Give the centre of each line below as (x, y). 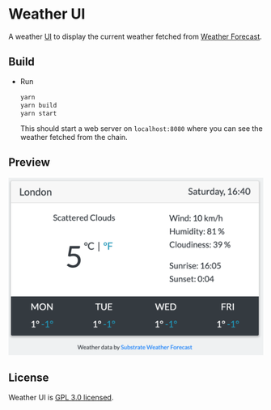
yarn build (38, 105)
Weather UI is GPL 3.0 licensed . (61, 397)
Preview (30, 163)
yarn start (38, 113)
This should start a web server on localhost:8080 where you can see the (141, 128)
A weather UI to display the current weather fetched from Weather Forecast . (135, 36)
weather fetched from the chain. (74, 137)
